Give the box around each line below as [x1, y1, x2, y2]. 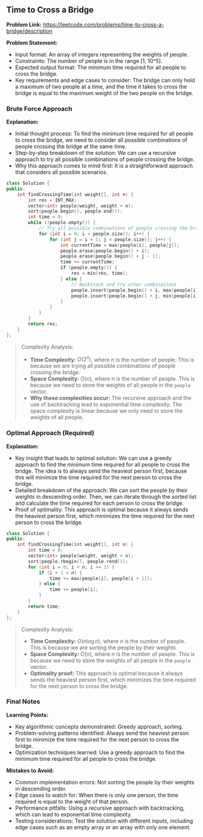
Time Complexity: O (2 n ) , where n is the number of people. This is [30, 355, 195, 363]
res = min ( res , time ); [71, 271, 129, 277]
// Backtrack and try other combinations [71, 281, 177, 287]
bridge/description [6, 27, 53, 34]
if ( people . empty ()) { [60, 264, 118, 271]
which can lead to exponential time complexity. [14, 810, 132, 818]
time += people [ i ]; [49, 586, 98, 592]
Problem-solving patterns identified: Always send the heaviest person [14, 729, 189, 737]
